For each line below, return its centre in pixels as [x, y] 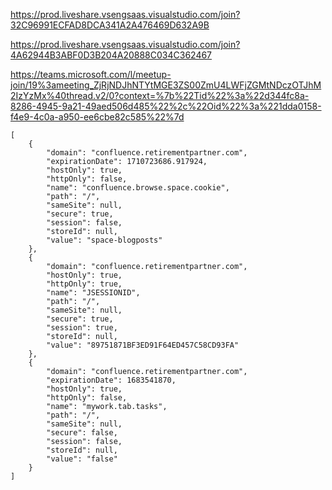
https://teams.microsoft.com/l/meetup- [91, 74]
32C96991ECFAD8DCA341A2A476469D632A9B [110, 25]
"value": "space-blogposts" [104, 240]
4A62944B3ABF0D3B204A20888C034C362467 [111, 55]
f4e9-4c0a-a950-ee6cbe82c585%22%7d [97, 117]
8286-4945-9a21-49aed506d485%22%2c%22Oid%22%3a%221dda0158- [166, 106]
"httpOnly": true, [84, 284]
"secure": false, [82, 433]
